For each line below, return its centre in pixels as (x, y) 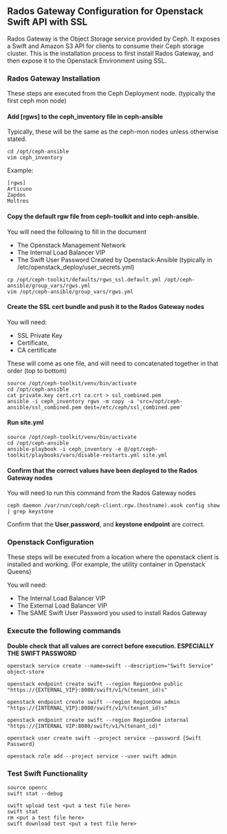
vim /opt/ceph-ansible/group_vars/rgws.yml (71, 292)
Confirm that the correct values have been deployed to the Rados (102, 470)
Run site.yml (25, 423)
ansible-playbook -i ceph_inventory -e (64, 449)
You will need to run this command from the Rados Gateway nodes (101, 493)
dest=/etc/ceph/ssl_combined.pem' (133, 407)
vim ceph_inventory (35, 158)
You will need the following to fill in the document (77, 232)
